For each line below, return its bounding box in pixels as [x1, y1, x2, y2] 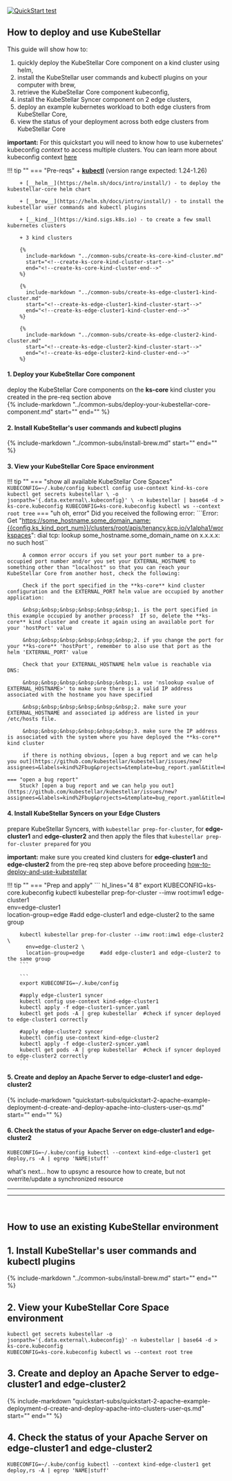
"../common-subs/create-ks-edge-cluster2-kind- [78, 331, 217, 338]
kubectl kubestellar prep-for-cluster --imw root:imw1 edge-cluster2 [19, 931, 224, 938]
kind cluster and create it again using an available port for [28, 619, 215, 626]
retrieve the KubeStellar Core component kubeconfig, [17, 87, 170, 96]
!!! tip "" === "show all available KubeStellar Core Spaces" [7, 477, 173, 486]
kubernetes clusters [7, 222, 67, 229]
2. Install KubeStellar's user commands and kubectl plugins [7, 423, 182, 432]
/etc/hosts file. [7, 716, 57, 723]
